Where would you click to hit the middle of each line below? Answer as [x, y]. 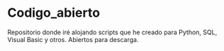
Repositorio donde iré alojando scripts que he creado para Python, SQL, [112, 32]
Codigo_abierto [54, 13]
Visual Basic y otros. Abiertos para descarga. [73, 39]
